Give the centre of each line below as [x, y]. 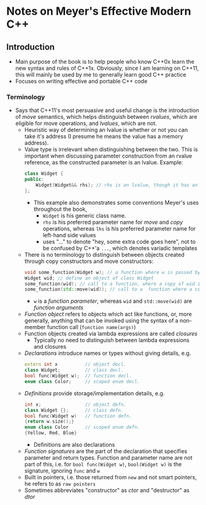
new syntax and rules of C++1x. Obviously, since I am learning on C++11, [107, 68]
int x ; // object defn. [75, 404]
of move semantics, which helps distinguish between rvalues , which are [106, 117]
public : [34, 180]
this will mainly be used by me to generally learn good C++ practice [101, 74]
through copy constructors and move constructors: [89, 261]
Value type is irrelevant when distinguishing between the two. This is [111, 150]
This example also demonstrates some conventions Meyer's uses [116, 202]
